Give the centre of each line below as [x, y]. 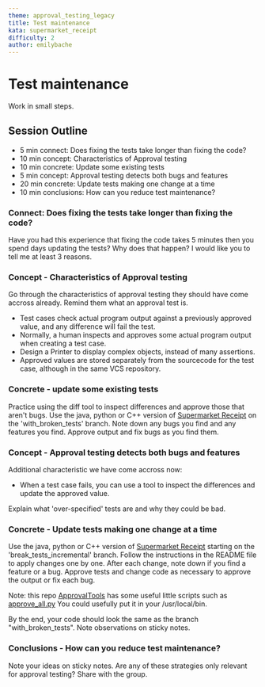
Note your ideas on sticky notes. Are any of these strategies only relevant [128, 666]
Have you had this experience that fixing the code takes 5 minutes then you [131, 240]
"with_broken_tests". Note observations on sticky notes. [99, 628]
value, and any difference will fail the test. [87, 326]
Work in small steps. [41, 106]
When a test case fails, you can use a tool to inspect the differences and [137, 485]
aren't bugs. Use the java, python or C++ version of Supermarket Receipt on [132, 415]
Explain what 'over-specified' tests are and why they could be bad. [117, 509]
